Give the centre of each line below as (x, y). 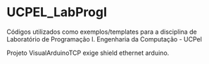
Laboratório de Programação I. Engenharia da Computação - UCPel (104, 39)
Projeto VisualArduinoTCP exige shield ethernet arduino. (88, 53)
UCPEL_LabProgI (57, 12)
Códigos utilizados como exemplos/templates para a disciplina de (102, 32)
